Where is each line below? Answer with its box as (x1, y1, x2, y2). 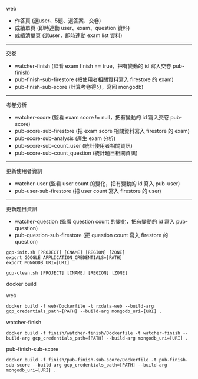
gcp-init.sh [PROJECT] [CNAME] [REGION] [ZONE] (6, 250, 126, 255)
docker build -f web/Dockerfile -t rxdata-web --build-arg (6, 303, 154, 309)
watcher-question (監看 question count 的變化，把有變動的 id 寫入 (14, 218, 175, 225)
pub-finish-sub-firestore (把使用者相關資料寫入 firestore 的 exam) (14, 76, 174, 83)
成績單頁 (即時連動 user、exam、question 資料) (14, 25, 130, 31)
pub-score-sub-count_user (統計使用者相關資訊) (14, 142, 133, 149)
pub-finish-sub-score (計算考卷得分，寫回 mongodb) (14, 84, 144, 90)
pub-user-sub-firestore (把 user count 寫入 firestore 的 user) (14, 188, 162, 194)
